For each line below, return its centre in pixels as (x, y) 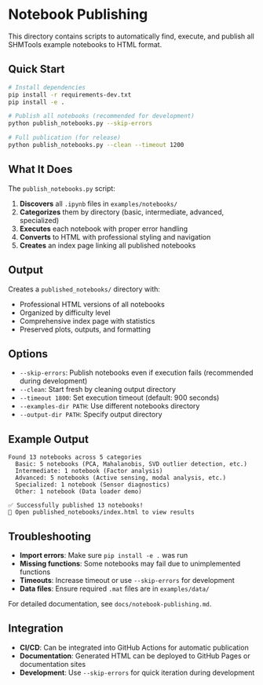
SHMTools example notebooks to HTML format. (85, 44)
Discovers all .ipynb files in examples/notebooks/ (99, 203)
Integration (36, 629)
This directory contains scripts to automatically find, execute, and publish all (131, 36)
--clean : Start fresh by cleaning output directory (98, 390)
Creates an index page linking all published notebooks (108, 245)
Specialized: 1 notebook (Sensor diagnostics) (93, 485)
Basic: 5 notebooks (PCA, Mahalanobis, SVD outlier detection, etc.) (131, 464)
